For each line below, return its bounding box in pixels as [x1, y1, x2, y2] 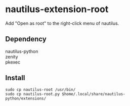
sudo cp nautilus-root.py [5, 91, 60, 96]
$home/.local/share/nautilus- [61, 91, 125, 96]
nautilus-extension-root [5, 4, 109, 15]
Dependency [5, 35, 47, 43]
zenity [5, 54, 19, 60]
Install [5, 74, 25, 82]
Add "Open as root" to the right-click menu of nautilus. [5, 20, 119, 26]
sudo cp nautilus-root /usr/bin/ [5, 87, 76, 92]
